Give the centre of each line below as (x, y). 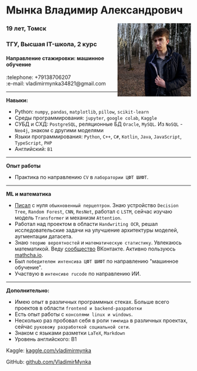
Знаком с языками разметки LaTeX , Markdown (70, 333)
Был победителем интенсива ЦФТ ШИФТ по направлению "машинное (96, 262)
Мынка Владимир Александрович (94, 10)
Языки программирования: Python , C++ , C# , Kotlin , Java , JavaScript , (98, 137)
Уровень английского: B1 (46, 339)
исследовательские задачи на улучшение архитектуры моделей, (96, 230)
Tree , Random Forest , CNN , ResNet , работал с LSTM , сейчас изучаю (94, 212)
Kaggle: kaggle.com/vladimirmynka (49, 351)
